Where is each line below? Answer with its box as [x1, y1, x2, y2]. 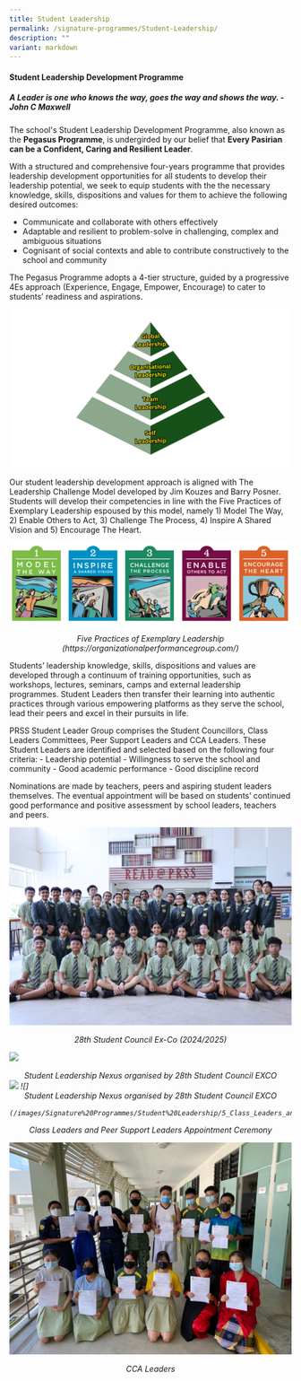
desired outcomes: [9, 198, 79, 210]
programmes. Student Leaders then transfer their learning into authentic [9, 689, 276, 700]
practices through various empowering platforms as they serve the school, [9, 698, 285, 709]
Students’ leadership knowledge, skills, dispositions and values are [9, 660, 256, 671]
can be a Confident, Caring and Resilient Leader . [9, 144, 193, 154]
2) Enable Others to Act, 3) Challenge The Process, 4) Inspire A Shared [9, 515, 271, 526]
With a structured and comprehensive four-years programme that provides [9, 161, 285, 171]
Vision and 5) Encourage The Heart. [9, 525, 142, 536]
